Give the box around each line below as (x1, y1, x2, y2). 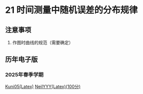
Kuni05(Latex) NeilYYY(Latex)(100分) (5, 83, 81, 89)
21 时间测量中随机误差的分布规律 (5, 4, 138, 16)
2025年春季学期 (5, 71, 44, 78)
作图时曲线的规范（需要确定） (12, 40, 73, 45)
